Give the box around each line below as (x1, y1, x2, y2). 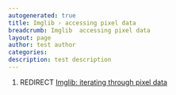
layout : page (8, 33, 52, 42)
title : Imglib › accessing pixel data (8, 19, 136, 27)
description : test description (8, 56, 112, 64)
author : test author (8, 41, 77, 49)
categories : (8, 48, 48, 56)
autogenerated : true (8, 11, 77, 20)
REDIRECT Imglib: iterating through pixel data (19, 77, 168, 87)
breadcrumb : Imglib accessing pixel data (8, 26, 151, 34)
